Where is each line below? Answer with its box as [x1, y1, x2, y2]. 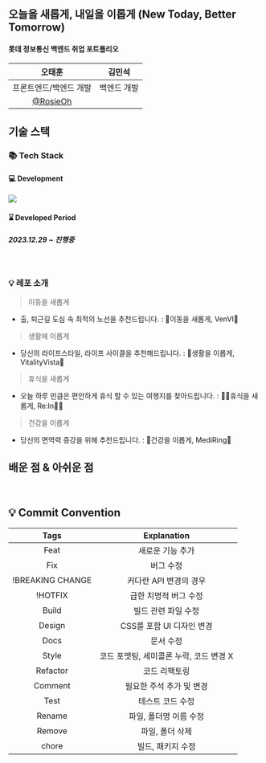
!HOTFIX [35, 590, 68, 601]
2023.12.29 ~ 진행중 [8, 235, 75, 245]
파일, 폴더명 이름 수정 [128, 710, 205, 721]
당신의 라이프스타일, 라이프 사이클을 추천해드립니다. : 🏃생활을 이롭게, [19, 348, 235, 357]
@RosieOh [31, 96, 72, 107]
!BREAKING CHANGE [12, 574, 92, 586]
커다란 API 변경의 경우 [127, 575, 207, 586]
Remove [36, 725, 68, 736]
